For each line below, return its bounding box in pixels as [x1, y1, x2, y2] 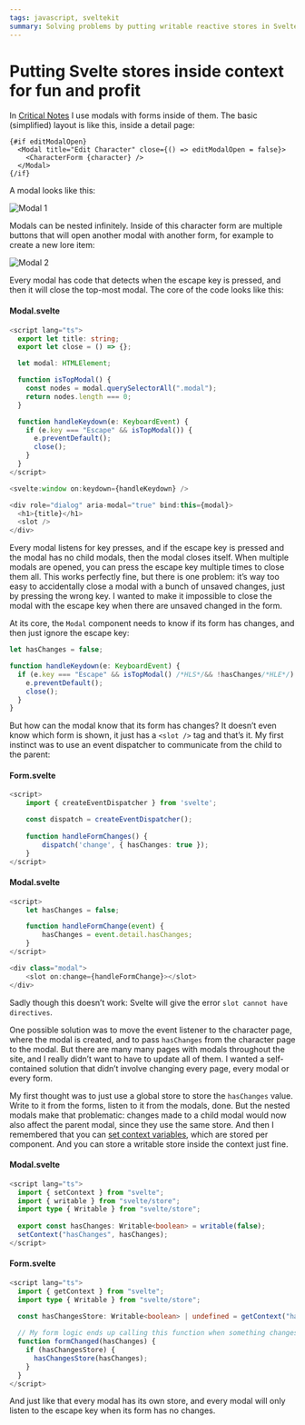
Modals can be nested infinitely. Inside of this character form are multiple [9, 220, 283, 232]
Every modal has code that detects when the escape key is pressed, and [9, 274, 281, 286]
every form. [9, 1072, 53, 1083]
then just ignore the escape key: [9, 628, 130, 639]
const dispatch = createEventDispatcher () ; [25, 815, 193, 824]
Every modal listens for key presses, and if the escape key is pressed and [9, 543, 284, 553]
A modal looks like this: [9, 185, 96, 196]
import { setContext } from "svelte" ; [17, 1188, 165, 1197]
